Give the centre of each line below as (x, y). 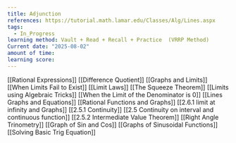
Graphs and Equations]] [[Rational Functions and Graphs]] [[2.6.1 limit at (111, 102)
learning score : (31, 60)
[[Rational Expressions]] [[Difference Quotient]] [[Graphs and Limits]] (107, 80)
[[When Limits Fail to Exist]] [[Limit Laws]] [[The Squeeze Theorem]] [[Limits (118, 87)
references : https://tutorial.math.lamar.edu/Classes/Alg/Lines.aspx (112, 20)
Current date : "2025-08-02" (49, 46)
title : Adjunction (34, 14)
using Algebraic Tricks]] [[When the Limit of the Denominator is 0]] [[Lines (115, 94)
